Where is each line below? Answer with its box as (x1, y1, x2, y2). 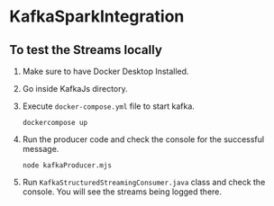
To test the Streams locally (9, 42, 162, 58)
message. (22, 144, 59, 154)
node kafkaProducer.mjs (22, 161, 113, 170)
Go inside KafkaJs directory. (22, 84, 128, 94)
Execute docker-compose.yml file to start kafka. (22, 101, 196, 112)
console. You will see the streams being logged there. (22, 186, 223, 197)
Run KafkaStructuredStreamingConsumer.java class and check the (22, 177, 266, 187)
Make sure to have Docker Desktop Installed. (22, 66, 189, 76)
